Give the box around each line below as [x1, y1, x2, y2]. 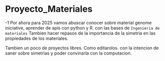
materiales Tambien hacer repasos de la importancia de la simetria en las [5, 30, 156, 36]
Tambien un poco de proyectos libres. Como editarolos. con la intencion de [5, 45, 159, 51]
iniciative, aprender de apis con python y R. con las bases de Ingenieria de [5, 25, 160, 30]
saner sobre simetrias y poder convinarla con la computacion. [5, 50, 132, 56]
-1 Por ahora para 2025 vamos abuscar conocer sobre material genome [5, 20, 152, 26]
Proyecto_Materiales [5, 3, 93, 15]
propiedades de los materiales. [5, 35, 69, 41]
